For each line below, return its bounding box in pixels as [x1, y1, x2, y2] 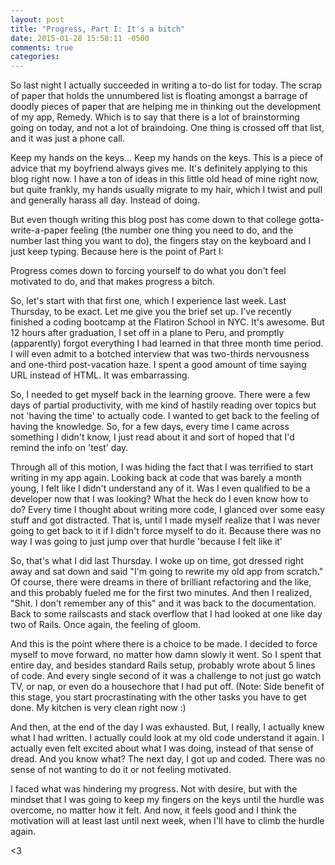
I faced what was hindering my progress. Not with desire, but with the [10, 783, 298, 795]
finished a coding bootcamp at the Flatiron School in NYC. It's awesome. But [10, 316, 325, 328]
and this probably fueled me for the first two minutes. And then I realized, [10, 587, 312, 599]
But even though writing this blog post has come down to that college [10, 214, 297, 226]
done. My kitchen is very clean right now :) [10, 702, 187, 714]
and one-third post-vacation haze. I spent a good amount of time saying [10, 359, 307, 371]
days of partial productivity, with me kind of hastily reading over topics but [10, 399, 317, 411]
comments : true [10, 42, 74, 53]
